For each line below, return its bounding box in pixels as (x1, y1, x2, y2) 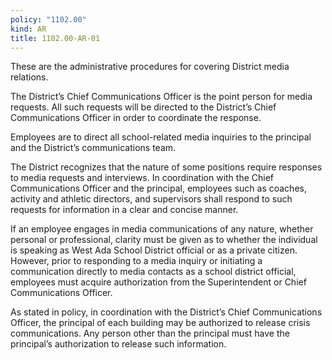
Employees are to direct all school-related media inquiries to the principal (10, 131, 312, 143)
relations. (10, 71, 49, 83)
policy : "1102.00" (10, 14, 87, 25)
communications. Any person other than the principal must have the (10, 327, 290, 340)
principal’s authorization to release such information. (10, 338, 227, 350)
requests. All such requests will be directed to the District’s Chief (10, 101, 277, 113)
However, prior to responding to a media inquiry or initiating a (10, 255, 263, 267)
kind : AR (10, 24, 47, 34)
